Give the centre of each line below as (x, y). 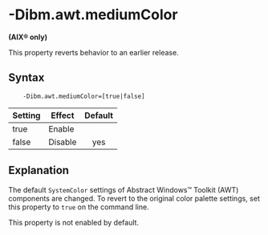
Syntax (26, 78)
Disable (62, 142)
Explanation (39, 170)
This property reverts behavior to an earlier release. (93, 52)
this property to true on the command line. (79, 207)
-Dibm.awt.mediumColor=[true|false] (84, 96)
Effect (63, 115)
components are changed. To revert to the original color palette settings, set (134, 198)
